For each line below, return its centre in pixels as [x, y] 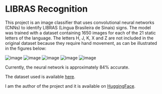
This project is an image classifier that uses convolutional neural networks [80, 22]
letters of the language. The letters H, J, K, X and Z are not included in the [80, 38]
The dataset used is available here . [40, 76]
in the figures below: [26, 48]
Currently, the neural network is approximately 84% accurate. [67, 67]
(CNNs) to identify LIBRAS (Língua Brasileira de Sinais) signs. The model [78, 27]
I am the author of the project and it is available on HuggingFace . [70, 86]
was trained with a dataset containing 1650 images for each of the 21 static [81, 33]
